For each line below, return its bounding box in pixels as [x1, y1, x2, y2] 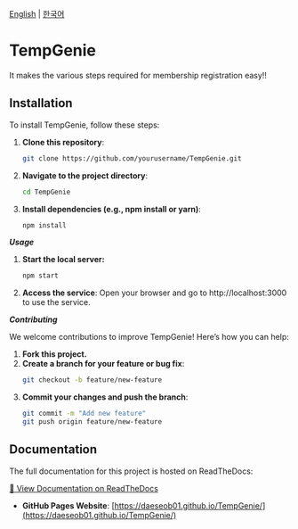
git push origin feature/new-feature [21, 417, 163, 426]
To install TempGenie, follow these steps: [9, 120, 160, 130]
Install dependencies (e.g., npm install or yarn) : [21, 203, 202, 214]
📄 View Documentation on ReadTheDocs [9, 483, 158, 493]
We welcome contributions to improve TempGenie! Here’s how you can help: [9, 332, 289, 343]
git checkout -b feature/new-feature [21, 376, 163, 384]
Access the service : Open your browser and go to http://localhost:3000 [21, 287, 287, 298]
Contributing [9, 314, 58, 325]
